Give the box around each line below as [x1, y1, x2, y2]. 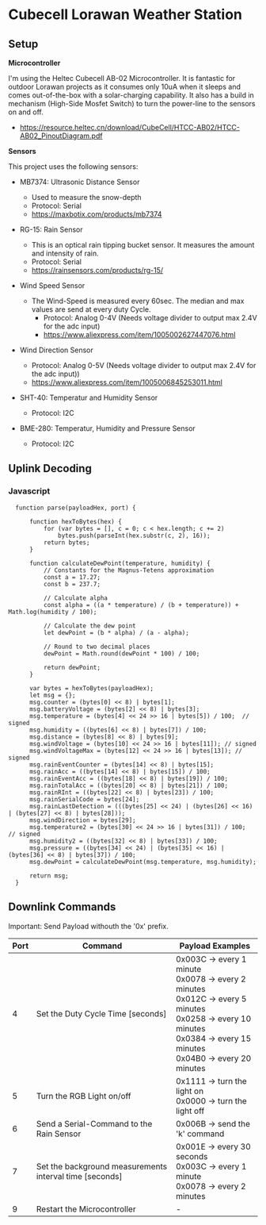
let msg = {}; [28, 691, 77, 699]
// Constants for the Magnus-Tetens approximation [43, 566, 215, 574]
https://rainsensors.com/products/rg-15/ [31, 266, 164, 275]
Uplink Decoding [8, 462, 93, 475]
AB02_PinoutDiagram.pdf [19, 131, 103, 140]
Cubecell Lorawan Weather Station [8, 6, 243, 24]
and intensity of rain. [31, 248, 99, 258]
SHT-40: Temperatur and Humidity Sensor [19, 393, 158, 402]
